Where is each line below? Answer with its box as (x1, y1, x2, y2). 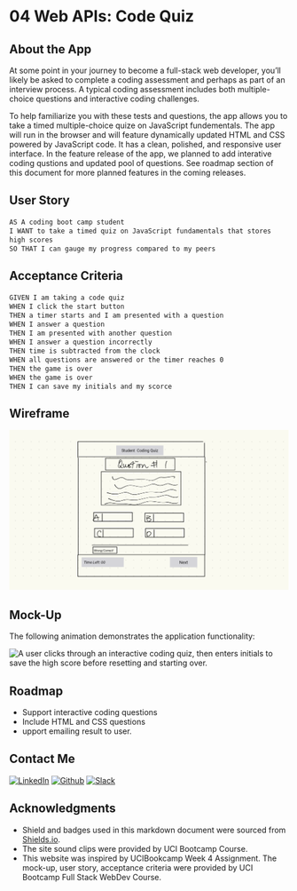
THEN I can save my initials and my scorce (9, 382, 173, 391)
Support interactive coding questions (21, 706, 158, 717)
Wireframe (9, 406, 70, 421)
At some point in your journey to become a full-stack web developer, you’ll (9, 65, 281, 76)
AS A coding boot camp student (9, 218, 125, 227)
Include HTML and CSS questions (21, 716, 146, 727)
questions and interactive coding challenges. (35, 93, 199, 104)
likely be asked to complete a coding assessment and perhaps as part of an (9, 75, 285, 85)
